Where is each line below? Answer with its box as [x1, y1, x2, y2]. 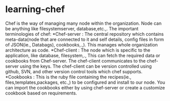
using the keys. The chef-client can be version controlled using [20, 63, 152, 69]
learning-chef [5, 4, 65, 15]
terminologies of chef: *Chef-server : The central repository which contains [5, 31, 164, 37]
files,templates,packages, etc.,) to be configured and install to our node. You [5, 79, 165, 85]
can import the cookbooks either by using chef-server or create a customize [5, 84, 165, 90]
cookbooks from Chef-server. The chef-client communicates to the [5, 58, 146, 64]
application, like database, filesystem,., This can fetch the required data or [5, 52, 160, 59]
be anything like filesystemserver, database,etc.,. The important [5, 25, 139, 31]
